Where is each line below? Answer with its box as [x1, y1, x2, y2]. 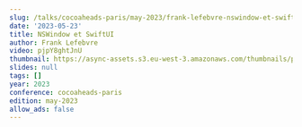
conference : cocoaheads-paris [9, 88, 123, 97]
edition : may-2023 [9, 96, 78, 106]
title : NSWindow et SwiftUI [9, 30, 115, 38]
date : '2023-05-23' [9, 21, 83, 30]
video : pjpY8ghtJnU [9, 47, 83, 55]
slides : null [9, 63, 58, 72]
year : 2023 [9, 80, 50, 89]
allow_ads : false [9, 105, 75, 114]
